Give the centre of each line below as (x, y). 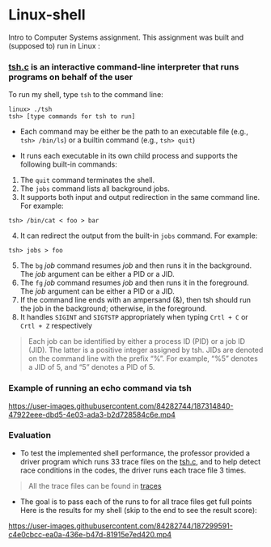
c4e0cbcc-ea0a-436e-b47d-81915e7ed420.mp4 (90, 534)
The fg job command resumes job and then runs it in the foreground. (134, 283)
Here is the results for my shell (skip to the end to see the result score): (138, 510)
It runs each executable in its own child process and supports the (129, 156)
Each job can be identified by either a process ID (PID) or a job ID (136, 341)
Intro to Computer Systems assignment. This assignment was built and (126, 37)
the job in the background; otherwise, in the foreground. (114, 308)
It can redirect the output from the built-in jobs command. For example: (139, 235)
